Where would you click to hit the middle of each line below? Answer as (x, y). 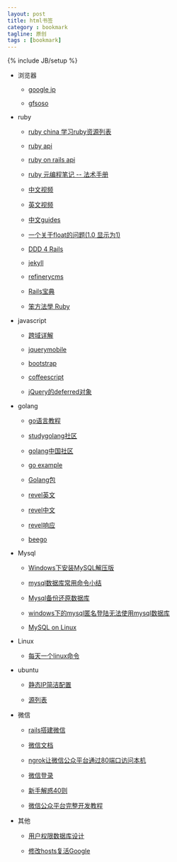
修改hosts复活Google (59, 851)
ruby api (40, 146)
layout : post (27, 14)
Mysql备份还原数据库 (59, 598)
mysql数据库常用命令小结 (65, 583)
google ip (42, 90)
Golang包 (42, 480)
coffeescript (46, 377)
